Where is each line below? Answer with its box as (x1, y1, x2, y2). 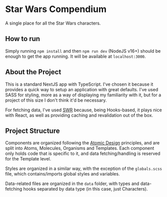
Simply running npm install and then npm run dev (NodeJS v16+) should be (5, 48, 161, 54)
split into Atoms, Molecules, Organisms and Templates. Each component (5, 145, 154, 151)
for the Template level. (5, 156, 51, 162)
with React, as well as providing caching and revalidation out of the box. (5, 112, 153, 118)
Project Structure (5, 126, 60, 135)
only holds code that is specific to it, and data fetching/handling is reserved (5, 150, 160, 156)
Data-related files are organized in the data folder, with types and (5, 180, 139, 186)
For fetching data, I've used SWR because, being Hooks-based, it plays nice (5, 107, 162, 113)
